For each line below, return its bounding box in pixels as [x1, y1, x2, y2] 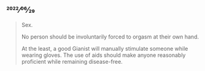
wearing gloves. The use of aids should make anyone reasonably [21, 51, 186, 59]
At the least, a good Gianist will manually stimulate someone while [21, 45, 188, 52]
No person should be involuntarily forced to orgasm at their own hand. [21, 33, 199, 40]
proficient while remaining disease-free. [21, 58, 123, 65]
